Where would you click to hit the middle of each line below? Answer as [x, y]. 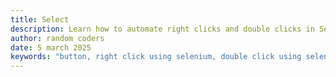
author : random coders [57, 38]
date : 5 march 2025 [51, 47]
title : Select [40, 19]
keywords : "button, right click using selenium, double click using [156, 57]
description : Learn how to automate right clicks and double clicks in [162, 29]
